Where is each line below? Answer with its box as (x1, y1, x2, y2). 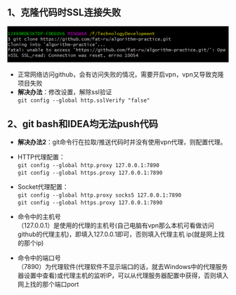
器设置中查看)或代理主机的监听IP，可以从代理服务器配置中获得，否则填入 (17, 271, 229, 280)
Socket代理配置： (17, 183, 69, 191)
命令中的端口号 (17, 254, 61, 262)
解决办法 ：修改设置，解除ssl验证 (17, 88, 112, 96)
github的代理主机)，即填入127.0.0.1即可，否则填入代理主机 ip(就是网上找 (17, 230, 225, 238)
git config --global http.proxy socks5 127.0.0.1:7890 (17, 192, 182, 199)
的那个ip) (17, 239, 44, 247)
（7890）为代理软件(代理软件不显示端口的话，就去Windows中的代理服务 (17, 263, 228, 270)
